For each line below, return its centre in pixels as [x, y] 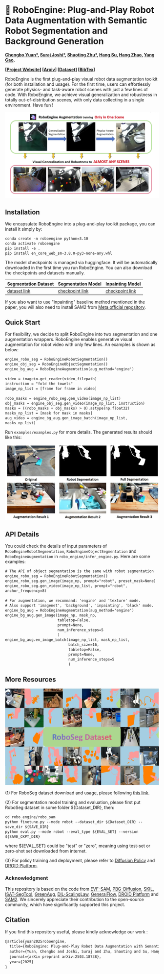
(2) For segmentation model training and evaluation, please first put [73, 802]
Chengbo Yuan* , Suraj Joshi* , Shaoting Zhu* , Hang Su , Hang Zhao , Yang [80, 55]
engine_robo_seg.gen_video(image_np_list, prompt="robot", [66, 586]
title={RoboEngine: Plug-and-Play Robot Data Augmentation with [76, 947]
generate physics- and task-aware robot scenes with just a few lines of [76, 89]
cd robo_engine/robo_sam [30, 817]
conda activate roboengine [32, 244]
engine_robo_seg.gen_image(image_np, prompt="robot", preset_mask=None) [81, 581]
